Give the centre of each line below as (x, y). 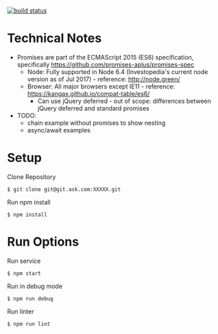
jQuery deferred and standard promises (93, 108)
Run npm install (29, 202)
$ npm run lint (29, 324)
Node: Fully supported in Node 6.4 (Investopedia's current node (118, 71)
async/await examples (59, 130)
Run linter (21, 311)
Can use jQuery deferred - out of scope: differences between (124, 101)
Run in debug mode (35, 286)
